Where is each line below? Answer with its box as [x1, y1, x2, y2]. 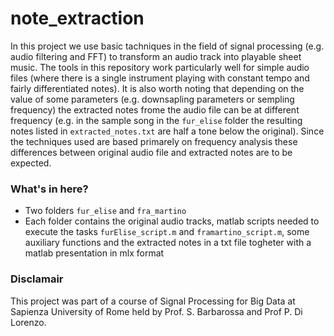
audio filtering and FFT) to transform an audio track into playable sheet [10, 50, 302, 62]
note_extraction [10, 7, 145, 30]
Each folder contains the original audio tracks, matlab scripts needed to [24, 215, 320, 227]
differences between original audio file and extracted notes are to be [10, 146, 293, 158]
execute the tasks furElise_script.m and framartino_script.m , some [24, 226, 310, 238]
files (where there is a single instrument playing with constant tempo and [10, 72, 310, 84]
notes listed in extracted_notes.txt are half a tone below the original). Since [10, 125, 325, 137]
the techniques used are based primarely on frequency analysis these [10, 135, 298, 147]
